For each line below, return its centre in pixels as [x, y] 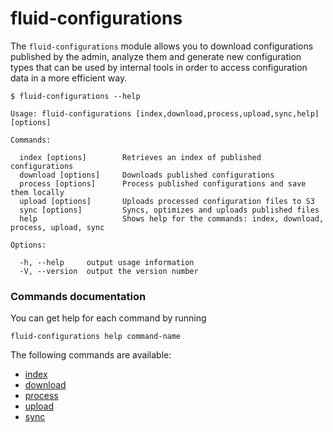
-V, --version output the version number [109, 271]
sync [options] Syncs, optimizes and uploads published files [169, 210]
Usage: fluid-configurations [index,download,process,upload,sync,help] [165, 113]
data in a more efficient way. [69, 78]
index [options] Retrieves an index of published [140, 157]
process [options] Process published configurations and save [163, 183]
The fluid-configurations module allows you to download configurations [162, 46]
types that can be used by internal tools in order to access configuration [159, 67]
